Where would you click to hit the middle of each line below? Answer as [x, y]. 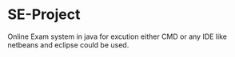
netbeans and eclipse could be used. [68, 44]
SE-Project [44, 15]
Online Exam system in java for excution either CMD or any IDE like [117, 36]
